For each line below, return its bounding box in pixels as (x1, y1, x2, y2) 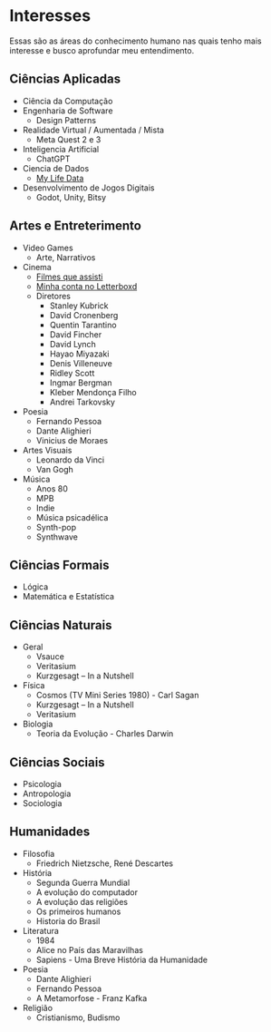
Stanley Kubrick (49, 300, 109, 311)
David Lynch (49, 338, 97, 349)
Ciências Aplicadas (9, 72, 121, 87)
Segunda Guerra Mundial (35, 877, 131, 888)
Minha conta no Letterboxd (35, 280, 138, 291)
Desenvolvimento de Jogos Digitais (22, 182, 155, 193)
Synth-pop (35, 521, 77, 532)
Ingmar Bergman (49, 377, 112, 388)
